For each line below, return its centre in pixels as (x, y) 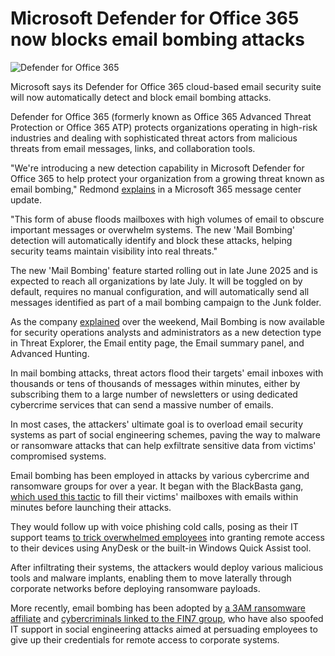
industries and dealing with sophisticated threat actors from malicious (154, 138)
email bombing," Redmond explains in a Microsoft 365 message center (156, 189)
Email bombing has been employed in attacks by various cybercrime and (160, 475)
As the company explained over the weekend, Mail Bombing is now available (168, 321)
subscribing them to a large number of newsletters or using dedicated (154, 394)
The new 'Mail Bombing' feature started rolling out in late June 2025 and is (164, 270)
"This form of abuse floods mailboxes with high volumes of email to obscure (167, 219)
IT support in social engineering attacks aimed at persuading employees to (164, 629)
